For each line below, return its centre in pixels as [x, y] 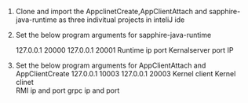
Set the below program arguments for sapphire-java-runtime [113, 35]
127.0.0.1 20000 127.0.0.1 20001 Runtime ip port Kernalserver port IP [124, 50]
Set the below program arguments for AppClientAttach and [111, 65]
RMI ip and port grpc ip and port [67, 90]
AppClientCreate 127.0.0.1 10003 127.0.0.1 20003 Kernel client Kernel [126, 74]
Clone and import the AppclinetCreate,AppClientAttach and [111, 11]
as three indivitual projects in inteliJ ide [122, 20]
